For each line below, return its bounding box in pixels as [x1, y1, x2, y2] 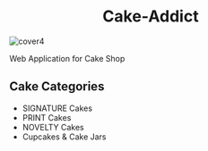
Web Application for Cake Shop [9, 53, 126, 63]
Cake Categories [9, 79, 105, 95]
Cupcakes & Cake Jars [22, 131, 107, 142]
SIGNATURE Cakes [22, 103, 92, 113]
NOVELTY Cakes [22, 122, 84, 132]
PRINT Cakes [22, 112, 72, 122]
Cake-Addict [102, 6, 199, 27]
